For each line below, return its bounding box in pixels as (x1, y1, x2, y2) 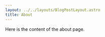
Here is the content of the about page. (5, 26, 85, 32)
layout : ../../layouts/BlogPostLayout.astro (5, 7, 100, 13)
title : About (5, 12, 33, 17)
